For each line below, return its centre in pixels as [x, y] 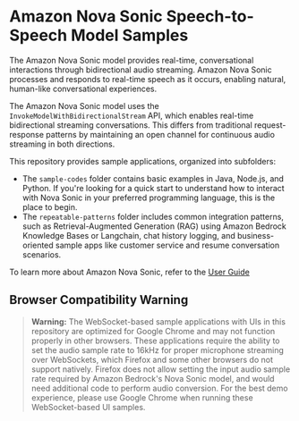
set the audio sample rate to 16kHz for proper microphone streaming [158, 349]
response [27, 134]
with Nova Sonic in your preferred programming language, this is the [149, 198]
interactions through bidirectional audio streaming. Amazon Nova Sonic [141, 70]
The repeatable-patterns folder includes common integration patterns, [153, 216]
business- [256, 235]
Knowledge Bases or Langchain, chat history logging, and [128, 235]
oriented [38, 245]
